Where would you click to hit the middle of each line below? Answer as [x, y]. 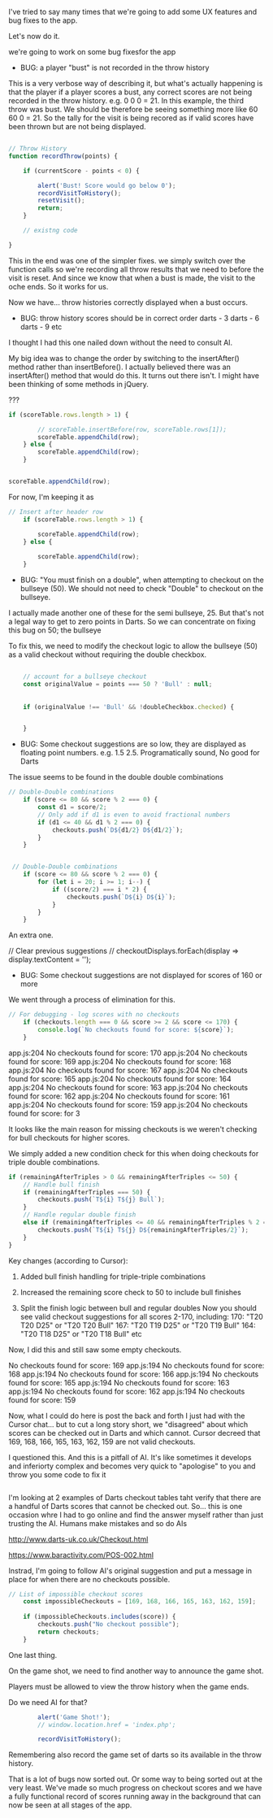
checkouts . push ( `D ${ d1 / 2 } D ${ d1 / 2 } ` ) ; [117, 830]
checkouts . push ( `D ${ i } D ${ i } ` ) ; [121, 897]
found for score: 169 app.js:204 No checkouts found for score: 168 [120, 1061]
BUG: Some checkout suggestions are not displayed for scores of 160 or [141, 976]
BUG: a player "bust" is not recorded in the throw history [115, 67]
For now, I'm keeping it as [51, 497]
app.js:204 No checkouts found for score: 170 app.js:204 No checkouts [128, 1053]
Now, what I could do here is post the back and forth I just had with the [127, 1416]
